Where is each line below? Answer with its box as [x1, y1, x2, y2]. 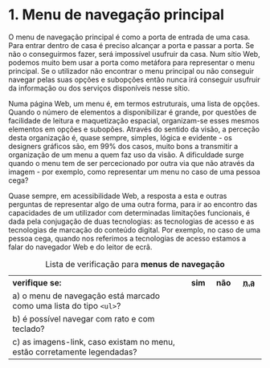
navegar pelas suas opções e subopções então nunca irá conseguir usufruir [8, 75, 261, 84]
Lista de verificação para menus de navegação [45, 258, 225, 269]
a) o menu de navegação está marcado [12, 290, 161, 301]
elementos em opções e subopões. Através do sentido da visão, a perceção [8, 124, 260, 134]
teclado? [12, 323, 45, 334]
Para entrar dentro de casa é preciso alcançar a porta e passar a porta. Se [8, 40, 255, 50]
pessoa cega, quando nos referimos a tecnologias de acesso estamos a [8, 233, 247, 243]
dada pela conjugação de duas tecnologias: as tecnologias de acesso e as [8, 216, 255, 226]
